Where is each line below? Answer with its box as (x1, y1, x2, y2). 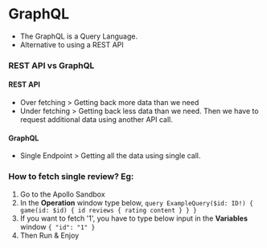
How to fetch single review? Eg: (8, 171, 134, 182)
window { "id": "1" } (19, 222, 96, 231)
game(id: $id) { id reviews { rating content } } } (19, 206, 197, 214)
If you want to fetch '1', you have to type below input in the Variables (19, 213, 248, 223)
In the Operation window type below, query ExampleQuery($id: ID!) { (19, 197, 253, 207)
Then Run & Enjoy (19, 230, 80, 240)
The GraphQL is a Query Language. (19, 31, 138, 41)
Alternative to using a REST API (19, 39, 125, 49)
